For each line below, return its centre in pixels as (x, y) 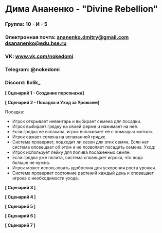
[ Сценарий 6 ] (20, 216)
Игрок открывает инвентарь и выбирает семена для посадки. (77, 121)
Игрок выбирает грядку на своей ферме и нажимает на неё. (75, 126)
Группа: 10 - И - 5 (26, 24)
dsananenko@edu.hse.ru (36, 43)
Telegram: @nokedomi (32, 69)
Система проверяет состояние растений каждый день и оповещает (83, 173)
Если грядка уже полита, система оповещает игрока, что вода (77, 158)
